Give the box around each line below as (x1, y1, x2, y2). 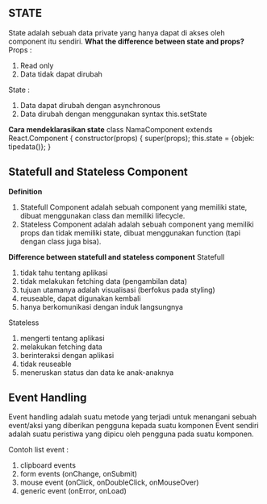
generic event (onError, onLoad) (19, 486, 127, 496)
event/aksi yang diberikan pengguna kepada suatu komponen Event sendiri (8, 421, 260, 431)
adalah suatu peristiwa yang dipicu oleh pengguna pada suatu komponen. (8, 429, 254, 439)
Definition (8, 186, 43, 196)
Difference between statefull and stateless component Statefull (8, 252, 225, 261)
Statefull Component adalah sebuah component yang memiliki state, (19, 202, 248, 212)
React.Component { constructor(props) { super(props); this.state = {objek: (8, 133, 255, 143)
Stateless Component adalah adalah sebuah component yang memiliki (19, 219, 254, 229)
